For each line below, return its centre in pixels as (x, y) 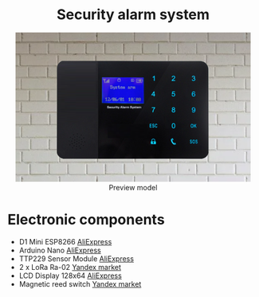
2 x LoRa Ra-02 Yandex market (70, 267)
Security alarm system (133, 15)
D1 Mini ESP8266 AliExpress (65, 241)
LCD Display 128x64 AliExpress (71, 276)
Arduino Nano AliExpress (60, 250)
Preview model (133, 187)
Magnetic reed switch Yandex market (80, 283)
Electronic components (86, 220)
